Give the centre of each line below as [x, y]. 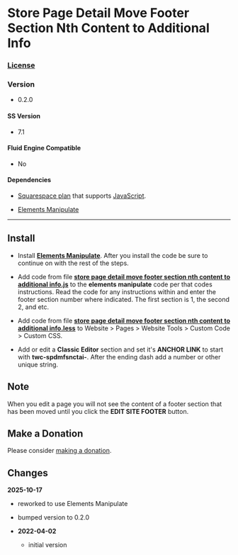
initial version [47, 545]
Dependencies [29, 180]
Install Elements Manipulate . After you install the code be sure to [113, 255]
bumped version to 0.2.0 [53, 517]
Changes [28, 473]
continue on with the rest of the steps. [73, 263]
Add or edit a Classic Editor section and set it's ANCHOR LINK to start [120, 349]
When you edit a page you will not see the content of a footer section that [115, 404]
